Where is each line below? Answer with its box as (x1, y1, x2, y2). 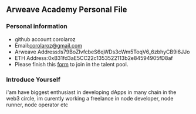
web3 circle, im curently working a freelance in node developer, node (6, 95, 174, 102)
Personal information (6, 22, 67, 31)
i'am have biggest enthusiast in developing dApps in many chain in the (6, 88, 177, 96)
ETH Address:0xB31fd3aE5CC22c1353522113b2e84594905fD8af (14, 54, 173, 61)
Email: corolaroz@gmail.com (14, 42, 82, 49)
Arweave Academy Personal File (6, 5, 127, 15)
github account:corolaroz (14, 35, 76, 43)
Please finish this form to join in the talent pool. (14, 61, 129, 68)
